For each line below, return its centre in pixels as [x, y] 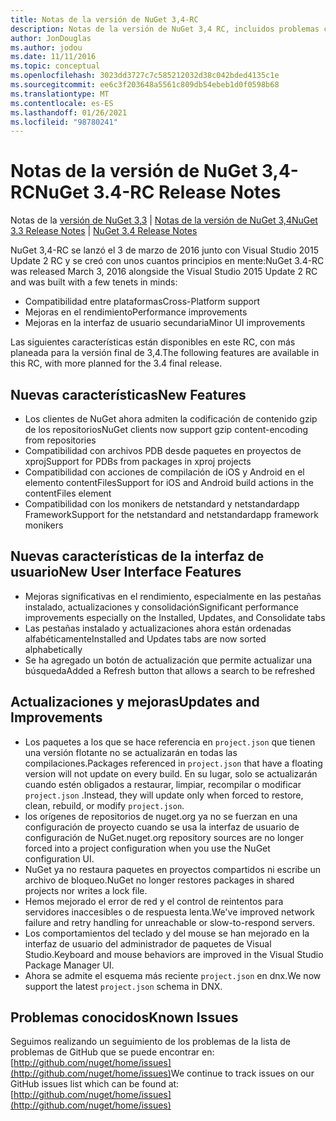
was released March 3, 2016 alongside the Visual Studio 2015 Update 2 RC [164, 272]
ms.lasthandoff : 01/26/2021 [69, 112]
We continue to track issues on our [242, 1073]
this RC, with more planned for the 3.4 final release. [116, 363]
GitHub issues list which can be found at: [95, 1084]
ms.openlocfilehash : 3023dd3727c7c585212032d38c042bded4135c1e [145, 76]
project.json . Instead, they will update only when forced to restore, [164, 795]
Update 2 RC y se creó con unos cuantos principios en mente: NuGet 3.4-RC [167, 261]
